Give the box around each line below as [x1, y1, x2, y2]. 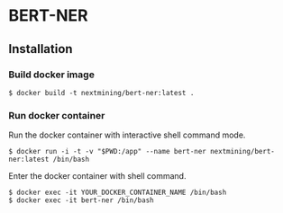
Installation [8, 41, 73, 57]
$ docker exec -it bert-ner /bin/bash [8, 196, 154, 205]
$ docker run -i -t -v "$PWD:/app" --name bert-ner [8, 147, 206, 156]
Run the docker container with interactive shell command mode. [8, 129, 246, 140]
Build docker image [8, 68, 96, 81]
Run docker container [8, 109, 105, 121]
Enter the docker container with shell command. [8, 171, 187, 182]
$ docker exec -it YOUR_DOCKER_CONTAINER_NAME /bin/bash [8, 188, 227, 198]
